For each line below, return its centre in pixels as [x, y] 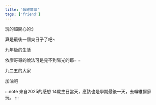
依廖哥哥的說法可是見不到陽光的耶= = [43, 60]
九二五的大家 [18, 70]
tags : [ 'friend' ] [23, 14]
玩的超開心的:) [20, 29]
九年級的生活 [18, 50]
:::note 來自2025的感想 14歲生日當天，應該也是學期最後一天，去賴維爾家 [78, 91]
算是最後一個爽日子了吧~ [30, 39]
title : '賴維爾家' [23, 10]
